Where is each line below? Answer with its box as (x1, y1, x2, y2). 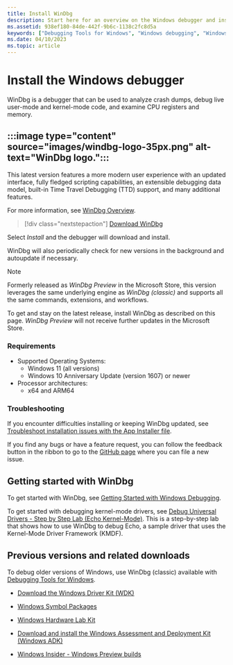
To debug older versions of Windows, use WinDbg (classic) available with (7, 568, 217, 576)
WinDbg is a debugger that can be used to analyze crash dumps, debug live (7, 95, 224, 104)
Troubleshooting (7, 404, 64, 413)
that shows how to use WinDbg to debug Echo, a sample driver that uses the (7, 522, 226, 530)
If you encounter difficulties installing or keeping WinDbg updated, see (7, 420, 209, 428)
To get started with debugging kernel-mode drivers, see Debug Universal (7, 507, 217, 516)
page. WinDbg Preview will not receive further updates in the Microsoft (7, 316, 210, 325)
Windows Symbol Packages (17, 602, 97, 610)
